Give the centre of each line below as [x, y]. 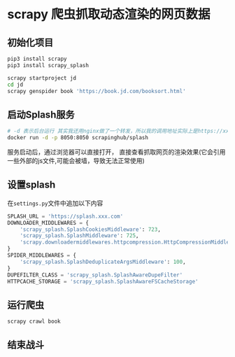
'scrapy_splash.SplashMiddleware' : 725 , [79, 236]
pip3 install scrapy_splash [48, 65]
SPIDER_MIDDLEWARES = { [42, 255]
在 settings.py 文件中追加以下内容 [55, 203]
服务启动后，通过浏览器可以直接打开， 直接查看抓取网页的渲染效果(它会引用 [116, 152]
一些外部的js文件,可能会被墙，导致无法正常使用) [76, 160]
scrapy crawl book [34, 322]
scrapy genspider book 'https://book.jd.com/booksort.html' [97, 91]
